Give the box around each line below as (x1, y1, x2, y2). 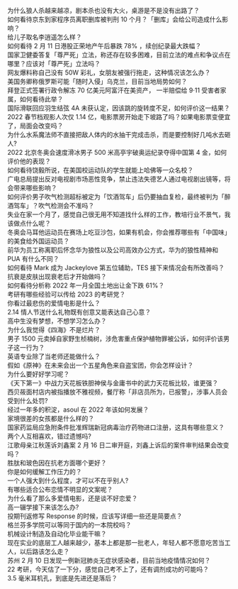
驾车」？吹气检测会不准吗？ (13, 202, 94, 209)
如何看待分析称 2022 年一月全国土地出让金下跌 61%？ (7, 281, 165, 290)
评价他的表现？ (7, 157, 51, 165)
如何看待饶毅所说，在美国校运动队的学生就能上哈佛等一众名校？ (7, 166, 193, 174)
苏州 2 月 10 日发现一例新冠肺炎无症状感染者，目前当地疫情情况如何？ (7, 556, 211, 564)
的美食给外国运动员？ (7, 237, 69, 245)
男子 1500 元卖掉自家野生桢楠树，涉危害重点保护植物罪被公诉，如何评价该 (7, 334, 224, 343)
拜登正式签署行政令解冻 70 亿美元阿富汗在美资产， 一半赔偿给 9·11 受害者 (7, 86, 221, 94)
